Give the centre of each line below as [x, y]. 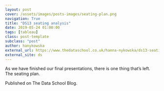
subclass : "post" [23, 41]
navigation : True [23, 18]
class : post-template [27, 37]
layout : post [18, 9]
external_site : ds [24, 55]
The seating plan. [22, 74]
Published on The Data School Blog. [41, 83]
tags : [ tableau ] [21, 32]
